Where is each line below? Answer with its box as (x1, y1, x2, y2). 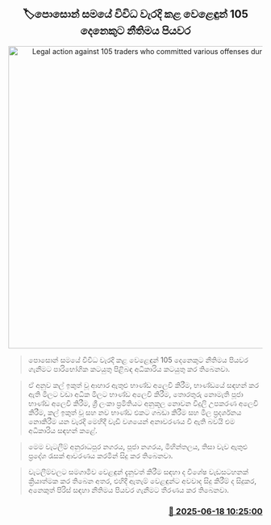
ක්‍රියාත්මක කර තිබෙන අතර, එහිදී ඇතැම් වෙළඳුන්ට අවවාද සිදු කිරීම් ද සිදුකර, (27, 476, 256, 485)
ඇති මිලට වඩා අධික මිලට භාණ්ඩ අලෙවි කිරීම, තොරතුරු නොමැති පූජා (27, 389, 244, 398)
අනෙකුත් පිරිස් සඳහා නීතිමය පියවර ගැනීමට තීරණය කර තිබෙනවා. (27, 485, 230, 494)
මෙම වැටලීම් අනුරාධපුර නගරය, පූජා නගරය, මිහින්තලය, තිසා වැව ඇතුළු (27, 441, 248, 451)
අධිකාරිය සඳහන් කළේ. (27, 425, 98, 435)
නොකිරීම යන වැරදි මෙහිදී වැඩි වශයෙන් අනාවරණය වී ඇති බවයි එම (27, 416, 236, 426)
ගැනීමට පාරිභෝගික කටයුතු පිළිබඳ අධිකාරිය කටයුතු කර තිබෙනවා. (27, 364, 231, 373)
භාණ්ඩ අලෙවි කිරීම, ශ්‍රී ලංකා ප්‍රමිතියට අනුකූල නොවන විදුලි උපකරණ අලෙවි (27, 398, 259, 408)
